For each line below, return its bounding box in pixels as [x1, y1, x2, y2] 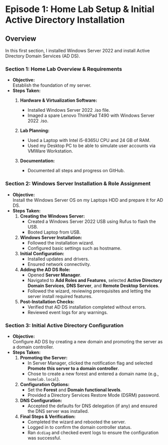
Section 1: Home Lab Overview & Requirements [5, 65, 122, 72]
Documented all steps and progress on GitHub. [27, 168, 125, 174]
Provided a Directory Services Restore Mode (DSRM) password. [27, 392, 160, 398]
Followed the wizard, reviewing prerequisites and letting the [27, 288, 151, 294]
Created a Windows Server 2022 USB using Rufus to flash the [27, 218, 156, 225]
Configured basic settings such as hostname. [27, 245, 122, 251]
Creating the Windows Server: [20, 213, 85, 219]
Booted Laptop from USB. [27, 229, 81, 235]
